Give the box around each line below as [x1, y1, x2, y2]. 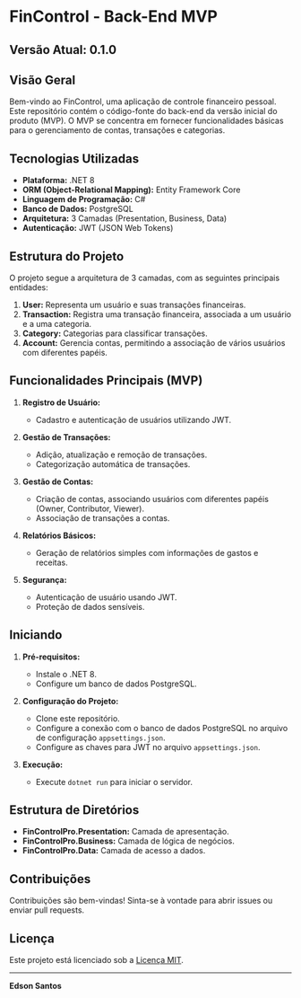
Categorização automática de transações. [35, 458, 191, 469]
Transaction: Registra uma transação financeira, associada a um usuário [21, 309, 292, 320]
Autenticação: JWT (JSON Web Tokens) [21, 223, 174, 234]
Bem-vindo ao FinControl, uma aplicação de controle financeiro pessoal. [9, 96, 277, 107]
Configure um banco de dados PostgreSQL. [35, 678, 197, 689]
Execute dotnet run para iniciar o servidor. [35, 776, 193, 787]
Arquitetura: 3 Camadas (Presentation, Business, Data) [21, 213, 228, 224]
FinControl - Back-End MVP [9, 6, 218, 27]
